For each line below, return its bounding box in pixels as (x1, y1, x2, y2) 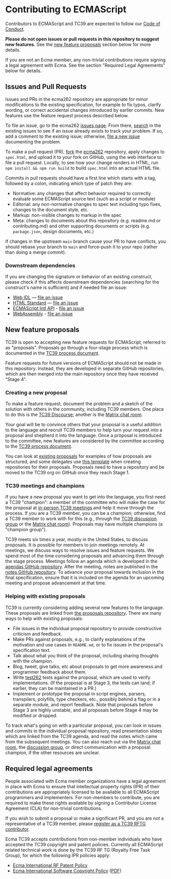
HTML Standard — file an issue (12, 300, 79, 306)
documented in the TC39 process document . (5, 350, 100, 356)
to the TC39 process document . (5, 443, 72, 449)
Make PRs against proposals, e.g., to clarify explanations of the (12, 636, 145, 642)
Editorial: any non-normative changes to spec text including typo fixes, (12, 201, 162, 207)
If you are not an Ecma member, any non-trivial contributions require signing (5, 56, 166, 62)
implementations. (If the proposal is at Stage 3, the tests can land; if (12, 680, 155, 686)
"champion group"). (5, 527, 47, 533)
